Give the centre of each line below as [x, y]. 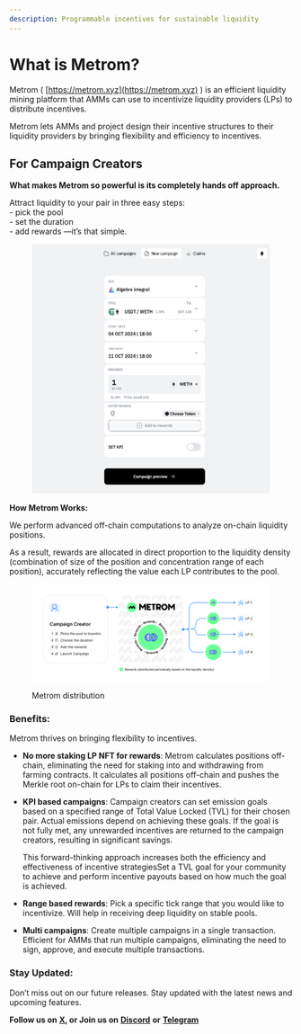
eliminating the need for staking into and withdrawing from [155, 765]
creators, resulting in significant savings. [97, 840]
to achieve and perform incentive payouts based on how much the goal [154, 877]
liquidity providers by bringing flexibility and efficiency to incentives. [136, 136]
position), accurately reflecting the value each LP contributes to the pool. [145, 572]
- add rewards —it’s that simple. [68, 232]
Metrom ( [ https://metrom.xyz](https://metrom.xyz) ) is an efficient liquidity [148, 89]
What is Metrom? [75, 64]
